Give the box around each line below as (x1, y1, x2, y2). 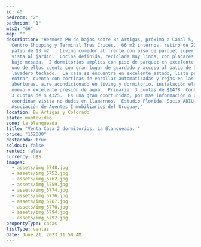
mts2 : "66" (6, 25, 33, 32)
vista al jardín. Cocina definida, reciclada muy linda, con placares (11, 53, 194, 59)
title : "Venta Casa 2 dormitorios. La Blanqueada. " (6, 126, 141, 132)
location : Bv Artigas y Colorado (6, 109, 90, 115)
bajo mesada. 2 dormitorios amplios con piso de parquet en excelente (11, 59, 194, 65)
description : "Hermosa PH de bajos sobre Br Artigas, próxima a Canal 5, (6, 37, 194, 43)
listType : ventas (6, 226, 50, 232)
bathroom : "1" (6, 20, 42, 26)
